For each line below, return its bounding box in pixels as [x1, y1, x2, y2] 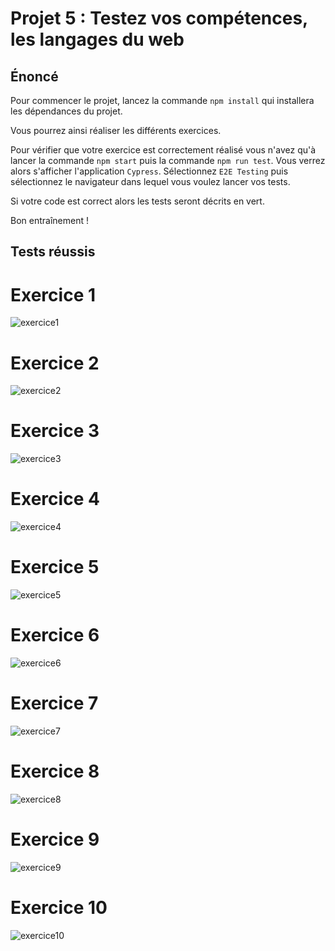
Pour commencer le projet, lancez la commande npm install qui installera [10, 95, 315, 106]
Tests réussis [10, 243, 96, 261]
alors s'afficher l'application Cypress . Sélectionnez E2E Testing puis [10, 165, 289, 177]
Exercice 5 [10, 556, 100, 579]
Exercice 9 [10, 828, 100, 851]
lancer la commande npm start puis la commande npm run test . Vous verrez [10, 155, 326, 166]
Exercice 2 [10, 352, 100, 374]
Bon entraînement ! [10, 215, 89, 226]
